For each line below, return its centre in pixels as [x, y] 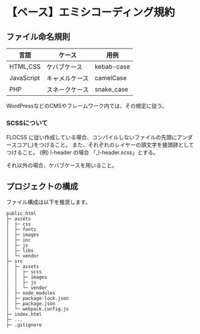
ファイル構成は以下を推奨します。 [48, 202]
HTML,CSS [25, 66]
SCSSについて [27, 123]
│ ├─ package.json [31, 304]
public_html [21, 214]
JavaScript [25, 78]
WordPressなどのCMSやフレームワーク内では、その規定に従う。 [87, 106]
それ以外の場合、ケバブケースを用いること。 [62, 165]
